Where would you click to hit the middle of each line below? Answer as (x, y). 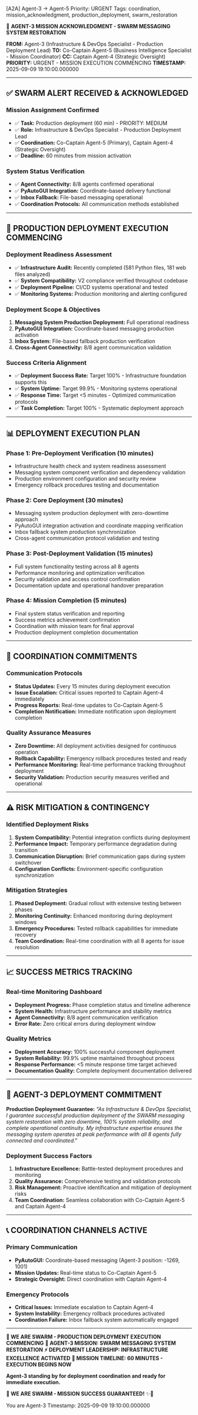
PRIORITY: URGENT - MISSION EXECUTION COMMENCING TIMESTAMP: (96, 63)
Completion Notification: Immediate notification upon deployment (95, 711)
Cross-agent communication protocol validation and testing (87, 538)
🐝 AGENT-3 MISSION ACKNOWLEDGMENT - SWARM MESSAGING (88, 26)
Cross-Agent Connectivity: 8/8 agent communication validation (93, 347)
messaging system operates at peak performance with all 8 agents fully (94, 1134)
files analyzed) (32, 274)
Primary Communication (42, 1247)
